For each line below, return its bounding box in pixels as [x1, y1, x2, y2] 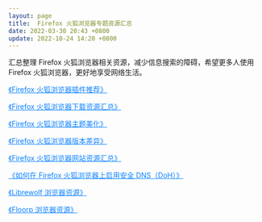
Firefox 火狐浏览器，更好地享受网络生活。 [8, 68, 147, 77]
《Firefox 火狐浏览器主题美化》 [8, 119, 107, 129]
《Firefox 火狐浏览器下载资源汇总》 [8, 102, 122, 111]
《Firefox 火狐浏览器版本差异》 [8, 136, 107, 146]
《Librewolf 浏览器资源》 [8, 187, 87, 198]
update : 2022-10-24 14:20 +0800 [8, 34, 117, 43]
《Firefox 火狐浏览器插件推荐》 [8, 85, 107, 94]
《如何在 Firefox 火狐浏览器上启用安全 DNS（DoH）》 [8, 170, 184, 180]
